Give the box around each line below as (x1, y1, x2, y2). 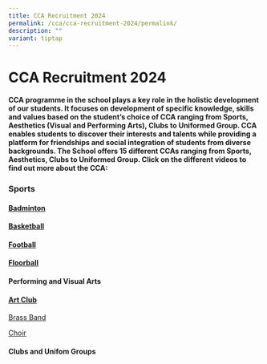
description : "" (8, 26, 63, 34)
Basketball (8, 221, 45, 231)
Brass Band (8, 313, 47, 322)
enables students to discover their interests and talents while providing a (8, 129, 257, 139)
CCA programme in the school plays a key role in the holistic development (8, 95, 259, 105)
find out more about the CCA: (8, 164, 108, 173)
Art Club (8, 294, 38, 305)
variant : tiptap (8, 34, 63, 42)
